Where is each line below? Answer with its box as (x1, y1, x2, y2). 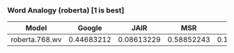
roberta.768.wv (10, 35, 62, 45)
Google (77, 23, 102, 33)
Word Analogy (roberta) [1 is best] (7, 6, 125, 15)
